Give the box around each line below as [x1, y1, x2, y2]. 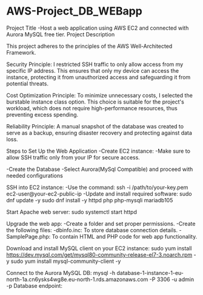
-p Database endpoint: [6, 282, 62, 289]
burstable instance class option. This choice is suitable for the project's [6, 98, 185, 105]
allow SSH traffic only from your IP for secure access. [6, 153, 141, 161]
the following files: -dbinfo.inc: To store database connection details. [6, 226, 178, 234]
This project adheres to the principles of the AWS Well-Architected [6, 42, 173, 50]
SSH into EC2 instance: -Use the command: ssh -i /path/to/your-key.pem [6, 184, 188, 191]
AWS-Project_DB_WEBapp [6, 4, 142, 18]
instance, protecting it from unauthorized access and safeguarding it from [6, 73, 191, 81]
